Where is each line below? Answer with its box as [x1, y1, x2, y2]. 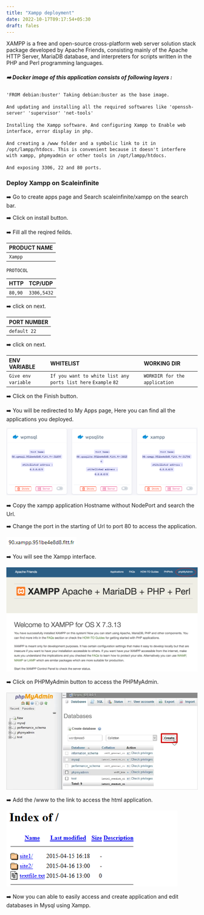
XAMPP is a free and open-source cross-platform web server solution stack [6, 40, 196, 47]
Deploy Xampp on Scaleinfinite [6, 179, 100, 188]
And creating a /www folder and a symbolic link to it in [6, 140, 156, 147]
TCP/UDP [29, 280, 53, 287]
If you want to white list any [50, 373, 129, 379]
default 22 [8, 328, 36, 334]
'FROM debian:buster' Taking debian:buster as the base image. [6, 92, 170, 98]
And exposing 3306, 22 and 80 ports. [6, 165, 102, 171]
